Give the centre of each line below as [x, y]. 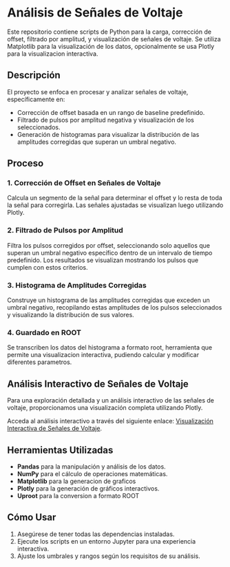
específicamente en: [36, 99]
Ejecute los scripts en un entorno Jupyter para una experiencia [106, 541]
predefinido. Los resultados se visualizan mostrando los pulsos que [103, 260]
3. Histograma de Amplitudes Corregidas [77, 285]
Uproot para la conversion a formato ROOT [78, 495]
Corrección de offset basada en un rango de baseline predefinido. [111, 112]
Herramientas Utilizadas [60, 450]
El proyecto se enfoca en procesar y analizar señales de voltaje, [98, 92]
